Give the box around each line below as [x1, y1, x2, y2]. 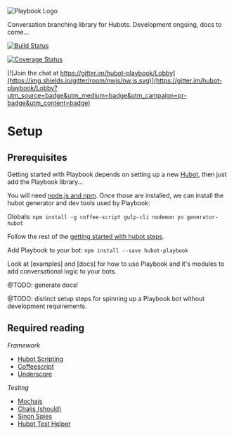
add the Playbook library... [7, 178, 84, 186]
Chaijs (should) [17, 404, 62, 412]
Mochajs [17, 397, 43, 405]
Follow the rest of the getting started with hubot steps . [7, 233, 165, 240]
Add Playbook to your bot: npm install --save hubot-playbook [7, 246, 188, 254]
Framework [7, 341, 41, 349]
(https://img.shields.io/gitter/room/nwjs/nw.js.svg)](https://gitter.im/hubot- [7, 76, 223, 85]
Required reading [7, 322, 85, 334]
